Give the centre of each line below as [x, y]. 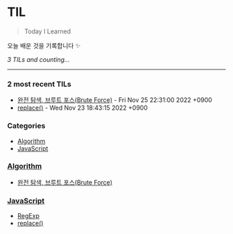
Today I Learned [48, 31]
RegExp [28, 216]
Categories [26, 126]
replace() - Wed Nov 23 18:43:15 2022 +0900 [82, 108]
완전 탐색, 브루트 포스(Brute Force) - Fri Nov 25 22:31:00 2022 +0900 [115, 100]
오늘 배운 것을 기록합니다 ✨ [44, 45]
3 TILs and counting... [38, 59]
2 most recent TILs [39, 84]
